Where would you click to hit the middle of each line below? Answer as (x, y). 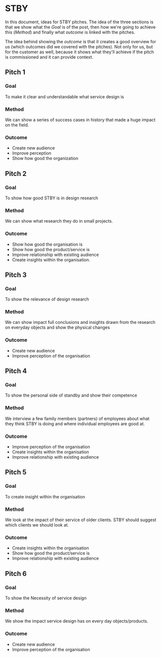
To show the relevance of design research (47, 299)
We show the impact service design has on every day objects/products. (77, 621)
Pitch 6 (16, 573)
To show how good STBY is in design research (52, 198)
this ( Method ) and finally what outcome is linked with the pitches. (70, 32)
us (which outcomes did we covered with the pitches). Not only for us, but (79, 47)
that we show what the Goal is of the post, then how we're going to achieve (80, 27)
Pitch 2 (16, 173)
